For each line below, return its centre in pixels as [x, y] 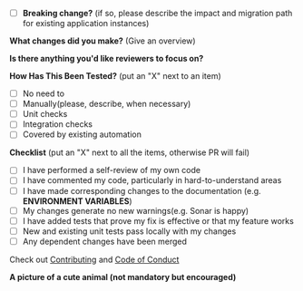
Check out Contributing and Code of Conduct [94, 259]
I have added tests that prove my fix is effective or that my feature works [158, 220]
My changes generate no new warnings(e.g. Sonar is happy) [136, 210]
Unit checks [45, 114]
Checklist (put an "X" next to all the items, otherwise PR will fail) [130, 152]
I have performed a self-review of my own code [112, 170]
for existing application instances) [86, 24]
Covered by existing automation [82, 134]
